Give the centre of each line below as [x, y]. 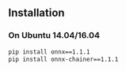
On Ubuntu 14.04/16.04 [54, 35]
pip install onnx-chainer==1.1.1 [63, 59]
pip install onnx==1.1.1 [49, 52]
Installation [36, 13]
